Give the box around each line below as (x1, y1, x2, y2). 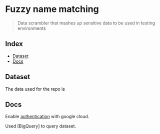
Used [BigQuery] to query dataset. (5, 123, 76, 129)
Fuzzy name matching (5, 3, 99, 15)
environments (17, 25, 46, 31)
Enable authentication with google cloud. (5, 114, 89, 120)
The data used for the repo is (5, 86, 65, 92)
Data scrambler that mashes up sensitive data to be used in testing (17, 20, 155, 26)
